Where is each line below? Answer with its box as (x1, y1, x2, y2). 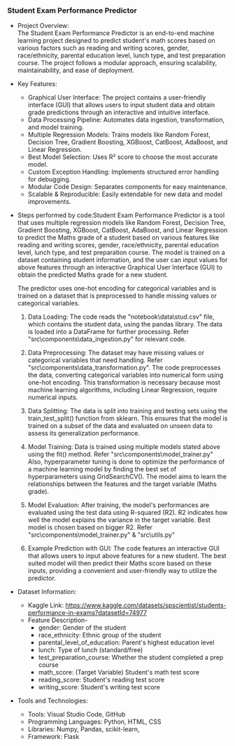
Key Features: (17, 80, 57, 88)
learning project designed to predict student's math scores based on (17, 36, 215, 45)
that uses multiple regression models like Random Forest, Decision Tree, (17, 219, 226, 227)
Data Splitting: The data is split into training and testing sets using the (27, 407, 228, 415)
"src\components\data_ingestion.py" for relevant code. (27, 335, 187, 343)
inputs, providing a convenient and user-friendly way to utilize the (27, 567, 218, 575)
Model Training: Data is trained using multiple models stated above (27, 443, 220, 451)
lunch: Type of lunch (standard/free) (38, 646, 143, 654)
